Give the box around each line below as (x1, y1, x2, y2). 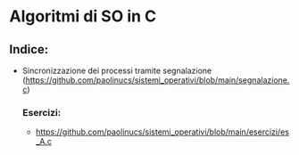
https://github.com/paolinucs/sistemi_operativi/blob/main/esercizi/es (35, 126, 290, 137)
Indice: (9, 42, 49, 57)
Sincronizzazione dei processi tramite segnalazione (21, 65, 212, 76)
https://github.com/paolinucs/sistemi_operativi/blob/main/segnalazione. (25, 75, 290, 86)
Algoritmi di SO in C (9, 6, 157, 27)
